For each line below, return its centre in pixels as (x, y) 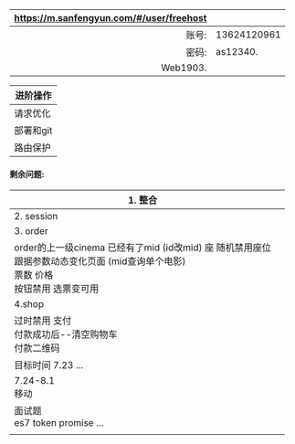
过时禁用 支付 (43, 321)
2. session (36, 217)
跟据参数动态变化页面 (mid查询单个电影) (100, 261)
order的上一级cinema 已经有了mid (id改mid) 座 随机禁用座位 (143, 248)
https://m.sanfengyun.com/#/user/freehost (111, 18)
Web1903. (184, 68)
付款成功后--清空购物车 (66, 334)
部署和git (33, 130)
